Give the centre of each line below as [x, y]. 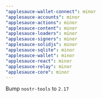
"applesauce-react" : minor [39, 61]
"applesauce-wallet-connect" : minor [51, 12]
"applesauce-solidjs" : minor [42, 45]
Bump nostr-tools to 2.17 [37, 89]
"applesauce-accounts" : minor [43, 17]
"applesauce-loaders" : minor [42, 34]
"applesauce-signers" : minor [42, 39]
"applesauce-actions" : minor [42, 22]
